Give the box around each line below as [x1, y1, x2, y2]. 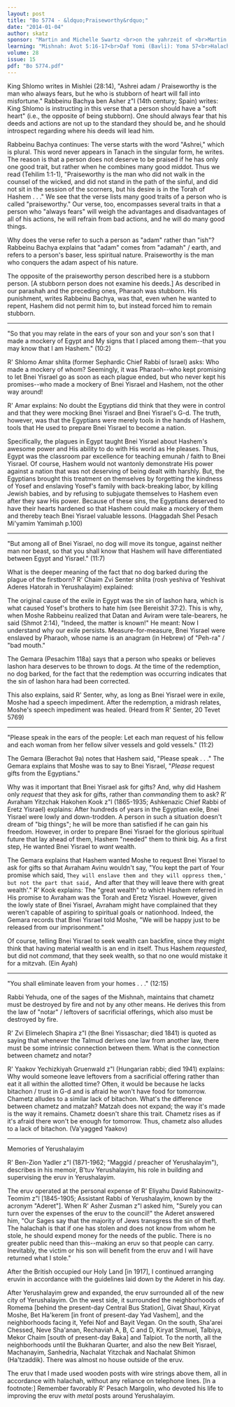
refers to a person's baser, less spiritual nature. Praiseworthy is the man [7, 251, 215, 259]
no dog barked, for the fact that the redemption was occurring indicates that [7, 669, 227, 678]
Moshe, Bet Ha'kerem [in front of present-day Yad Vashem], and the [7, 1310, 204, 1319]
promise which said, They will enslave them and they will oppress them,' [7, 871, 227, 879]
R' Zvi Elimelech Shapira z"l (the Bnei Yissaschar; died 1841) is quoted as [7, 1029, 217, 1037]
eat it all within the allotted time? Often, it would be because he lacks [7, 1079, 205, 1088]
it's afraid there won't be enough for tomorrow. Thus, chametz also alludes [7, 1116, 222, 1125]
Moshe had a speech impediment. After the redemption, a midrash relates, [7, 698, 222, 706]
